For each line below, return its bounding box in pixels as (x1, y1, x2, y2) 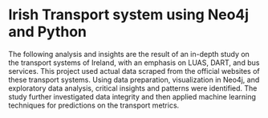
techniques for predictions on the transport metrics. (8, 100, 180, 110)
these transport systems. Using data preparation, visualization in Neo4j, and (8, 75, 260, 84)
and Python (8, 22, 87, 41)
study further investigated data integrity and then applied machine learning (8, 92, 257, 101)
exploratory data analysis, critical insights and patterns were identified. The (8, 83, 258, 93)
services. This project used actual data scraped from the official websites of (8, 66, 260, 75)
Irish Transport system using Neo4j (8, 6, 250, 24)
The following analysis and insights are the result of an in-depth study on (8, 49, 250, 59)
